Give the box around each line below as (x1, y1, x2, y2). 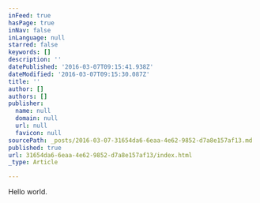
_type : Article (8, 159, 58, 167)
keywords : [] (8, 48, 51, 56)
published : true (8, 144, 62, 152)
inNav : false (8, 26, 51, 34)
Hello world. (8, 187, 47, 197)
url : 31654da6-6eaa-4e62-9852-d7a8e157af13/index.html (8, 151, 193, 159)
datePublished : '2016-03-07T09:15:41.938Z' (8, 63, 154, 71)
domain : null (15, 115, 58, 122)
